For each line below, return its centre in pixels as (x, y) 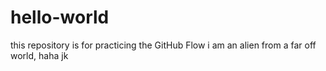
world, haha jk (39, 55)
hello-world (60, 17)
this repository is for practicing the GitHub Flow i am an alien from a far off (163, 45)
